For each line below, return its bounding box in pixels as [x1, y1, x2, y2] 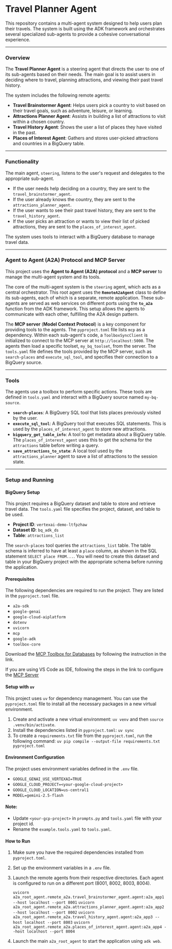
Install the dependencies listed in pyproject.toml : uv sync [12, 727, 135, 733]
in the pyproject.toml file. [5, 593, 60, 599]
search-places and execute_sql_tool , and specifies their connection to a [5, 353, 158, 360]
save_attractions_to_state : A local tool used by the [12, 448, 123, 454]
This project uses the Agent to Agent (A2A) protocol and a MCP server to [5, 268, 162, 274]
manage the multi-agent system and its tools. [5, 274, 101, 280]
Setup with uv [5, 684, 35, 690]
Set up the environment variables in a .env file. [12, 865, 111, 871]
